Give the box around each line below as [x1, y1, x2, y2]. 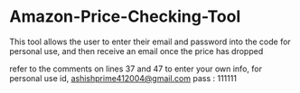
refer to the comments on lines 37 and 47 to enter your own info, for [9, 63, 262, 74]
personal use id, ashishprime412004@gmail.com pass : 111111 [9, 72, 238, 83]
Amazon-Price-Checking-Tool [9, 6, 241, 27]
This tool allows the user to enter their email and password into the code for [9, 36, 291, 47]
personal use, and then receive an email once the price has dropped [9, 45, 264, 56]
